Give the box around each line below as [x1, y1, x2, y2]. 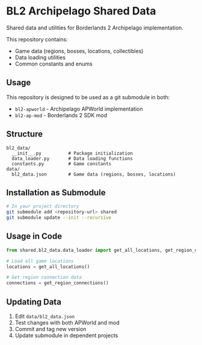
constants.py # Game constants [11, 160, 112, 166]
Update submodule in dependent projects [14, 332, 118, 339]
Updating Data [6, 296, 62, 307]
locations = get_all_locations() [6, 263, 90, 270]
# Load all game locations [6, 258, 74, 264]
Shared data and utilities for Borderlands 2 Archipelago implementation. [6, 24, 183, 31]
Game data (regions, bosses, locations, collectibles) [14, 47, 144, 55]
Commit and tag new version [14, 326, 87, 332]
